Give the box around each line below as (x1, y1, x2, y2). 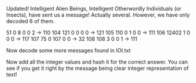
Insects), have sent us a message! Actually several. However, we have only (6, 11, 190, 18)
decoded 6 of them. (6, 18, 55, 24)
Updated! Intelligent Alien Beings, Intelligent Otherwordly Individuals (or (6, 5, 182, 12)
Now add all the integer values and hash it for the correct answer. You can (6, 59, 188, 65)
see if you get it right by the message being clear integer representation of (6, 65, 189, 72)
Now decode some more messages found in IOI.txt (6, 47, 131, 54)
